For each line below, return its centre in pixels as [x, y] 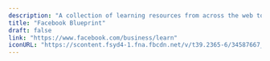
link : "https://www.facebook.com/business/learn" [93, 38]
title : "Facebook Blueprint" [57, 23]
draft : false [30, 30]
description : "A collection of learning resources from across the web [131, 15]
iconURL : [23, 45]
